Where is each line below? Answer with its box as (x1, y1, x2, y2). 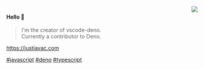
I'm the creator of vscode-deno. (21, 26, 101, 34)
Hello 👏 (6, 13, 25, 20)
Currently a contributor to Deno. (21, 33, 101, 40)
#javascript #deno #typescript (6, 56, 82, 64)
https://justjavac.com (6, 44, 59, 52)
